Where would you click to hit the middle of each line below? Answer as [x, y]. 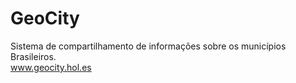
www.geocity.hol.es [51, 67]
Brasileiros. [33, 56]
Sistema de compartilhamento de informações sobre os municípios [148, 46]
